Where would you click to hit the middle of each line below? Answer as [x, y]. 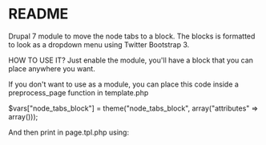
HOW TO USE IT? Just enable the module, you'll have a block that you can [131, 60]
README [38, 14]
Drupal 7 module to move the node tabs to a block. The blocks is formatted [132, 36]
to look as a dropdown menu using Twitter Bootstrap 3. [99, 44]
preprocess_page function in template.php [79, 92]
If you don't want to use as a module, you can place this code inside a [123, 84]
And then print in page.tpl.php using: [69, 132]
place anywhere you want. [52, 68]
